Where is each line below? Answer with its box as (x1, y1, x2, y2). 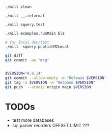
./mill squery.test (5, 22, 45, 27)
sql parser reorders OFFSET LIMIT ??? (12, 123, 89, 129)
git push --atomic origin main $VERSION (5, 84, 91, 89)
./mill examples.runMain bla (5, 31, 65, 36)
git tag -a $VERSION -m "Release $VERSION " (5, 80, 96, 85)
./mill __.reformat (5, 13, 45, 18)
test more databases (12, 117, 54, 123)
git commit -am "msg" (5, 58, 50, 63)
